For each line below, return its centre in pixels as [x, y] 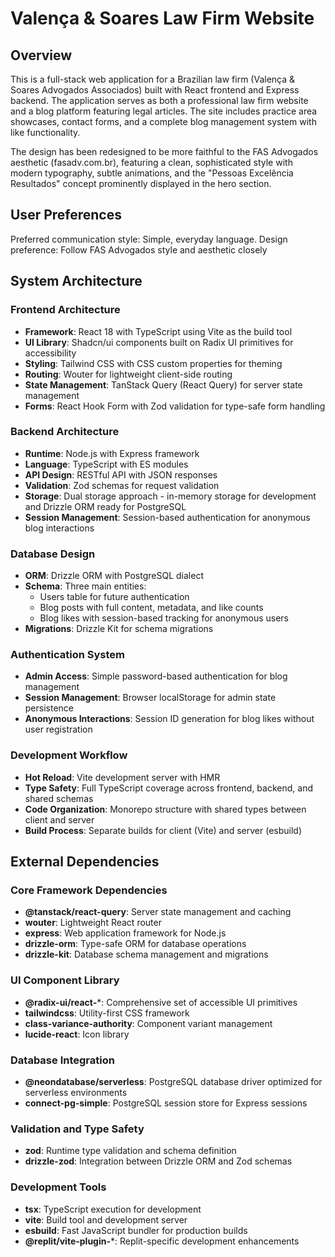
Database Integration [62, 1060]
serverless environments [76, 1092]
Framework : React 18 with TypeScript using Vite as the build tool [158, 331]
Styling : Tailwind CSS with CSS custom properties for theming [153, 363]
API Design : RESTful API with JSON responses [121, 474]
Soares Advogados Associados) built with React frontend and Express [155, 90]
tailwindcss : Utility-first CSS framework [107, 1013]
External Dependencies [85, 862]
